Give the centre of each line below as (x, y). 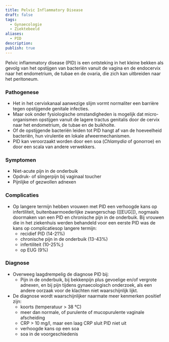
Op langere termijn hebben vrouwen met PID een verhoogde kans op (85, 206)
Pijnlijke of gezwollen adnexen (44, 182)
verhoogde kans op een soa (50, 328)
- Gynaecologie (26, 24)
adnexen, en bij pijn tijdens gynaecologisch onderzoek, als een (86, 285)
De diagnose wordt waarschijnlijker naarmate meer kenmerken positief (87, 296)
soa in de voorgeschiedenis (49, 334)
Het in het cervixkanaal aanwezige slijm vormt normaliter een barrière (86, 103)
